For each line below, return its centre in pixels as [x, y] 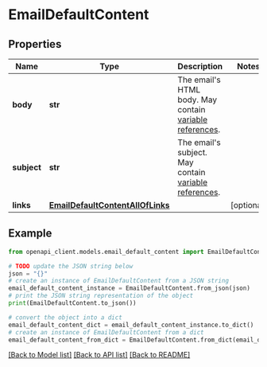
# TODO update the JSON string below [71, 266]
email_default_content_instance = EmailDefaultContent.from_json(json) [129, 288]
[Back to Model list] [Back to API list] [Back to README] [99, 355]
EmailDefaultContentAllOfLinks [109, 205]
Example [30, 234]
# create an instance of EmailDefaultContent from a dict [106, 332]
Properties [35, 44]
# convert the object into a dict [66, 317]
